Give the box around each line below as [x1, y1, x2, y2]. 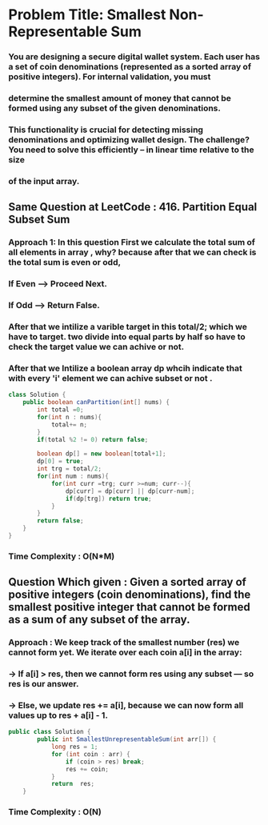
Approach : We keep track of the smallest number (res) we [8, 637, 240, 648]
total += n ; [50, 420, 88, 429]
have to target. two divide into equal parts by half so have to [8, 330, 246, 342]
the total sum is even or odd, [8, 257, 122, 268]
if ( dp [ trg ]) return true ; [65, 495, 152, 503]
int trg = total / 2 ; [37, 465, 102, 473]
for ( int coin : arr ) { [50, 750, 130, 758]
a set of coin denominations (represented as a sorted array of [8, 62, 252, 73]
